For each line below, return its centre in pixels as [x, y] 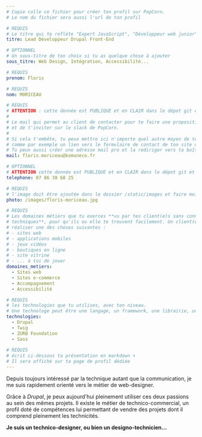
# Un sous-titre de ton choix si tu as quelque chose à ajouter [88, 56]
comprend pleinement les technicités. [53, 415]
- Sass [20, 339]
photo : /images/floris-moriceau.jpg [52, 200]
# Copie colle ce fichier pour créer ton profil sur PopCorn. [86, 12]
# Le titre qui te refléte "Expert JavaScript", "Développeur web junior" [102, 34]
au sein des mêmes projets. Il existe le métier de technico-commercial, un [98, 403]
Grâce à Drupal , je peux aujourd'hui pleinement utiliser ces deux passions [98, 396]
